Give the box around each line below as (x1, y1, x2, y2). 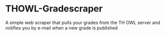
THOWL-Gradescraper (5, 3, 103, 14)
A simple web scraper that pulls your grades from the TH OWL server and (5, 19, 160, 25)
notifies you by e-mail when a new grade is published (5, 24, 118, 30)
